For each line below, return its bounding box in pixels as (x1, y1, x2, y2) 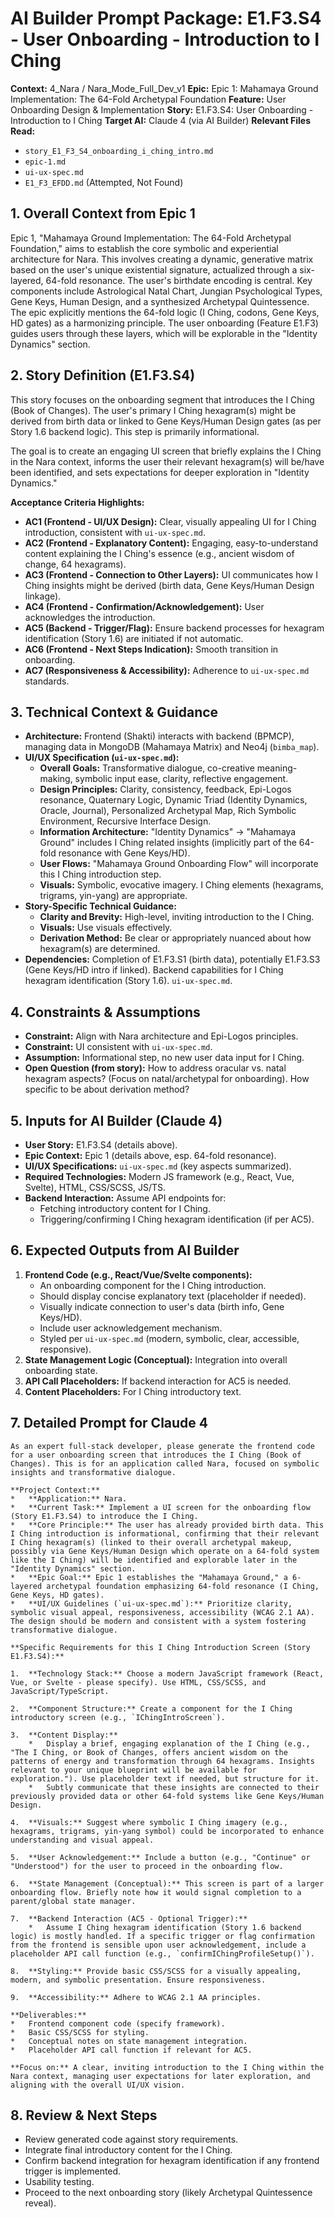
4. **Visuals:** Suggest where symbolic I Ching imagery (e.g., (10, 1817, 288, 1827)
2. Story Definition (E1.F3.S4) (10, 367, 196, 384)
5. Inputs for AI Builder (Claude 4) (10, 1112, 223, 1129)
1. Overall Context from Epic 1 (10, 205, 196, 222)
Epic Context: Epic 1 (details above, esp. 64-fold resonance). (24, 1150, 277, 1161)
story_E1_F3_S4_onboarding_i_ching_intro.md (24, 146, 214, 156)
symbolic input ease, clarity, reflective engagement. (74, 773, 289, 785)
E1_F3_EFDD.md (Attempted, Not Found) (24, 176, 184, 188)
